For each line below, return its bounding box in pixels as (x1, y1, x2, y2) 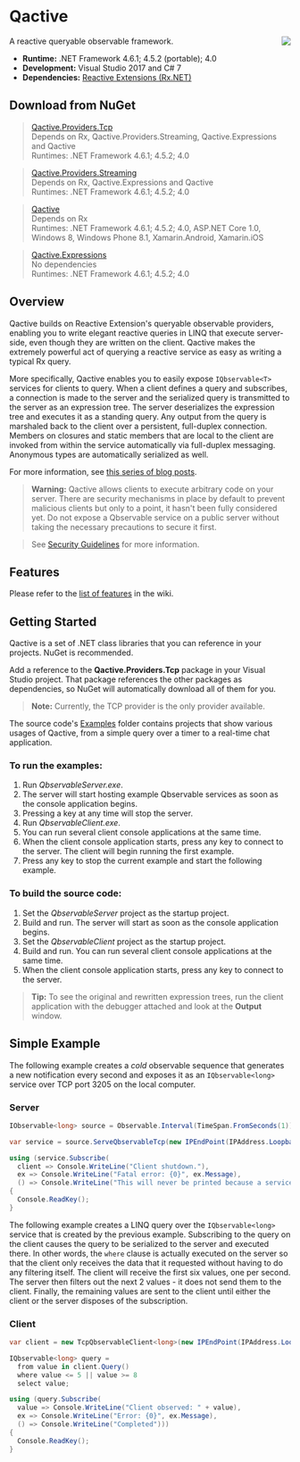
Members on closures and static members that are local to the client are (9, 430, 274, 441)
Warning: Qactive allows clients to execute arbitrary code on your (30, 484, 274, 494)
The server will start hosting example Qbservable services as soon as (21, 789, 279, 800)
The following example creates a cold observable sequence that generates (9, 1059, 285, 1070)
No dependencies (30, 259, 97, 270)
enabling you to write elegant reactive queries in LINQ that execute (9, 328, 255, 338)
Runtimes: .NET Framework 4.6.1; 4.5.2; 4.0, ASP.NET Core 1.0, (30, 222, 262, 233)
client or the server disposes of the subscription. (9, 1295, 188, 1306)
